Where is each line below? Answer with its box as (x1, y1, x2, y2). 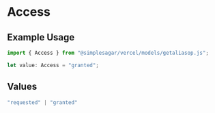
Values (7, 81, 38, 92)
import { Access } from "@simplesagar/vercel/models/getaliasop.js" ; (7, 49, 210, 56)
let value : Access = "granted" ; (7, 62, 99, 68)
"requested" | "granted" (7, 99, 78, 106)
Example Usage (7, 32, 75, 43)
